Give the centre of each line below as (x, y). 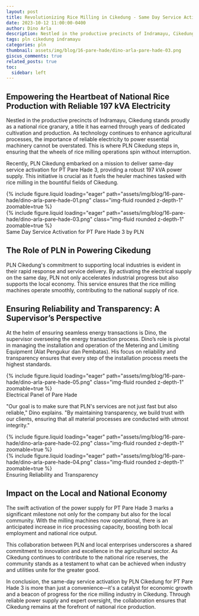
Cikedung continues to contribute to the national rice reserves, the (87, 557)
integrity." (18, 425)
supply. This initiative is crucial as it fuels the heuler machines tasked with (96, 176)
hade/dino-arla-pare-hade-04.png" (49, 462)
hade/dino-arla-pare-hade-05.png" (49, 382)
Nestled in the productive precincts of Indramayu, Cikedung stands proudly (98, 120)
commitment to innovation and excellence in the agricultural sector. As (92, 551)
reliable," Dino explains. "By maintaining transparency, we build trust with (95, 412)
